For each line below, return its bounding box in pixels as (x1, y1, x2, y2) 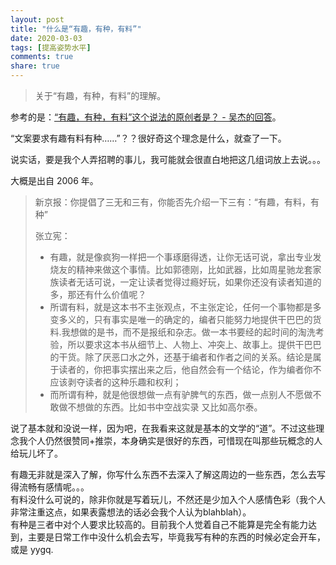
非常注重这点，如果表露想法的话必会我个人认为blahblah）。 (10, 506, 252, 518)
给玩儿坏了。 (10, 447, 63, 459)
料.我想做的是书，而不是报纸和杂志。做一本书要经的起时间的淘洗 (49, 326, 316, 338)
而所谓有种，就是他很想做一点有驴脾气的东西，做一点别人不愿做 (49, 389, 313, 400)
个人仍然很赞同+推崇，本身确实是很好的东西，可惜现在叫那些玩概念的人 (27, 435, 323, 446)
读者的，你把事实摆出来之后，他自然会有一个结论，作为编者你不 (58, 364, 322, 375)
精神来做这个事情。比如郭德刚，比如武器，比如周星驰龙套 (76, 264, 313, 275)
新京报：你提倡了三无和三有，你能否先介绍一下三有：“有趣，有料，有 (34, 196, 320, 208)
